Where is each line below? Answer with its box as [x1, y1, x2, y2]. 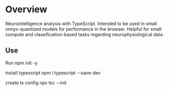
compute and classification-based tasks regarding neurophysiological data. [5, 31, 164, 37]
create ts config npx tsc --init [5, 79, 67, 85]
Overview [5, 4, 47, 15]
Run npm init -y [5, 60, 38, 66]
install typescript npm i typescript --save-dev [5, 70, 101, 76]
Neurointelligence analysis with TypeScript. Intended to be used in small [5, 20, 157, 27]
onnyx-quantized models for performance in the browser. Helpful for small [5, 26, 162, 32]
